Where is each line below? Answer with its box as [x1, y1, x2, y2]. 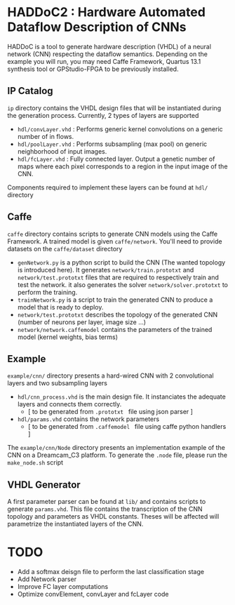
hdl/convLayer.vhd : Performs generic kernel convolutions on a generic [17, 124, 223, 133]
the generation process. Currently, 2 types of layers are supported [7, 111, 199, 119]
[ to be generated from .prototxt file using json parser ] [27, 408, 193, 416]
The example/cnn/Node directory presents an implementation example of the [7, 444, 226, 452]
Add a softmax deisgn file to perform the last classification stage [17, 568, 205, 576]
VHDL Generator [7, 479, 81, 491]
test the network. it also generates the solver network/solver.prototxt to [17, 280, 228, 288]
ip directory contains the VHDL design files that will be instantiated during [7, 103, 222, 112]
